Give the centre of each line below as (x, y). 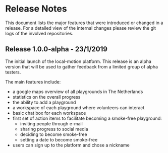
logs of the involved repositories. (39, 33)
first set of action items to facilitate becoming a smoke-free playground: (87, 118)
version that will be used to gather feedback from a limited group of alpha (81, 66)
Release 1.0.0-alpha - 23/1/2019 (56, 49)
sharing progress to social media (54, 129)
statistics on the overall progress (46, 97)
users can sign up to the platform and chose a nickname (71, 145)
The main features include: (33, 82)
